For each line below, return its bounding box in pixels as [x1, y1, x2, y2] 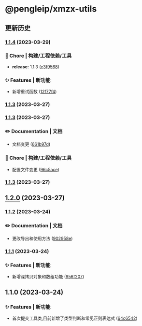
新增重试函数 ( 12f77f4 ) [12, 89, 57, 95]
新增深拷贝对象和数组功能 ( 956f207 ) [12, 274, 85, 280]
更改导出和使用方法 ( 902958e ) [12, 236, 73, 241]
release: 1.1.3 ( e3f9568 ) [12, 64, 59, 70]
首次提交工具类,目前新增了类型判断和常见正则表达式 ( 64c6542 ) [12, 315, 138, 321]
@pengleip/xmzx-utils [5, 3, 97, 15]
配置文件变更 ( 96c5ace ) [12, 166, 59, 172]
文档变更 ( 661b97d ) [12, 141, 51, 147]
